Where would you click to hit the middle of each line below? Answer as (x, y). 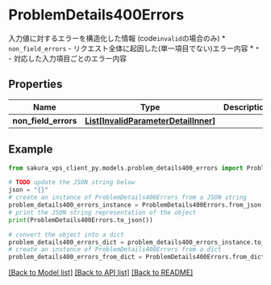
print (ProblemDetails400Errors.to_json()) (81, 220)
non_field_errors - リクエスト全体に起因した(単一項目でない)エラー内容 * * (134, 48)
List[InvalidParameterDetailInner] (150, 120)
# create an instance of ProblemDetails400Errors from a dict (115, 249)
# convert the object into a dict (67, 235)
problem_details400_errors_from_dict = (75, 257)
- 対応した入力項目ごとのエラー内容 (68, 58)
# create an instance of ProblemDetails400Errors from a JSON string (128, 198)
